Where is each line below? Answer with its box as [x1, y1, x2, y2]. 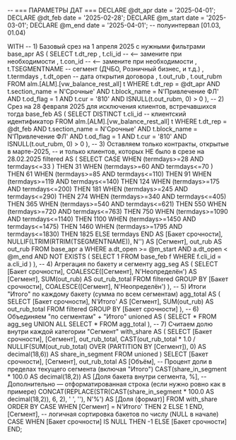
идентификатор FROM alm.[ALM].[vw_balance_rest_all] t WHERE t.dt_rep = [7, 117, 228, 126]
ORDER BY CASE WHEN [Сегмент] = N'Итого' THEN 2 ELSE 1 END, [7, 403, 204, 410]
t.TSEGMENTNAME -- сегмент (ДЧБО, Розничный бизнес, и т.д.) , [7, 65, 204, 73]
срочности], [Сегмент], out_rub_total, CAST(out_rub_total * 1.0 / [7, 335, 196, 343]
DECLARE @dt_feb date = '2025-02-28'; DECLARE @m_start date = [7, 13, 205, 22]
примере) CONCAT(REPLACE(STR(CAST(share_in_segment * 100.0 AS [7, 388, 214, 396]
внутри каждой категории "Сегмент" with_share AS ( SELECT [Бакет [7, 328, 213, 335]
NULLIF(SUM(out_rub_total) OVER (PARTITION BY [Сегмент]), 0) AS [7, 343, 206, 350]
